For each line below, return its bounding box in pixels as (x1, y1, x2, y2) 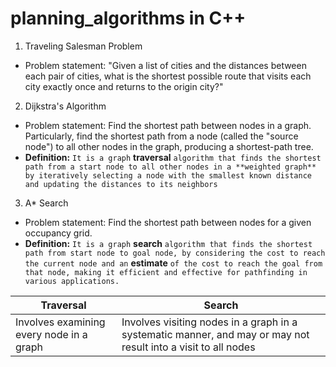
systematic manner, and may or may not (121, 327, 310, 341)
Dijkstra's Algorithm (24, 100, 107, 112)
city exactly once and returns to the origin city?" (24, 80, 224, 92)
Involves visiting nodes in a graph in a (121, 315, 298, 329)
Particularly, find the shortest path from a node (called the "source (24, 130, 299, 142)
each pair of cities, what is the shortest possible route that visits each (24, 70, 312, 82)
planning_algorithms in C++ (10, 7, 247, 30)
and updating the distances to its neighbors (24, 179, 218, 189)
